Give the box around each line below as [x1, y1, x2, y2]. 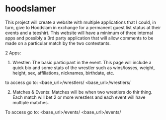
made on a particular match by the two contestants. [5, 40, 111, 46]
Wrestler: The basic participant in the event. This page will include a [12, 59, 152, 65]
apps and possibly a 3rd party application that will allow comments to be [5, 35, 154, 41]
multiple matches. [12, 99, 49, 105]
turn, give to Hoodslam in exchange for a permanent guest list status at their [5, 24, 162, 30]
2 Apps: [5, 50, 21, 56]
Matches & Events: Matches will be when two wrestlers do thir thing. [12, 89, 153, 95]
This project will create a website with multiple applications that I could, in [5, 19, 157, 25]
